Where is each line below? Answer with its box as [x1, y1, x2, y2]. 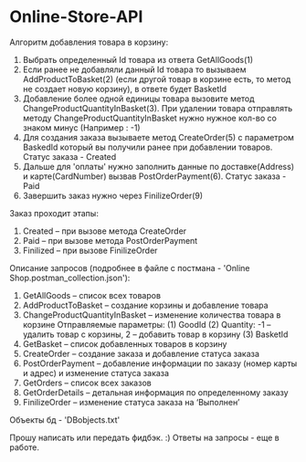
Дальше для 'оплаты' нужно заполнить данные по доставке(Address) [22, 161, 295, 172]
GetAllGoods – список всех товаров [22, 289, 162, 300]
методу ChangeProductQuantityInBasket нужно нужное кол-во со [22, 112, 277, 123]
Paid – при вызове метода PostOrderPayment [22, 235, 198, 246]
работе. [9, 441, 39, 453]
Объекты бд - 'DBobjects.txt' [9, 414, 121, 425]
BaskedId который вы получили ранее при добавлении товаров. [22, 142, 273, 152]
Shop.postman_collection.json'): [9, 272, 131, 283]
